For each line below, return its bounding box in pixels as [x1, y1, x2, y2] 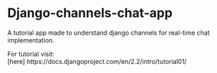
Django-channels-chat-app [7, 5, 173, 21]
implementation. [7, 35, 55, 44]
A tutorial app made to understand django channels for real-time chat [7, 28, 211, 37]
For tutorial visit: [7, 50, 55, 58]
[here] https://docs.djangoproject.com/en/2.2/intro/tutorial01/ [7, 57, 187, 65]
